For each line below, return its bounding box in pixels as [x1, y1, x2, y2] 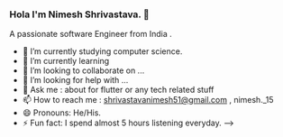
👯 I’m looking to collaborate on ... [22, 65, 145, 76]
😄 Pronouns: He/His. [22, 107, 102, 118]
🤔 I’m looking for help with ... [22, 75, 129, 86]
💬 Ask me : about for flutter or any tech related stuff [22, 85, 215, 96]
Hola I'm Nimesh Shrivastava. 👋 [9, 8, 151, 21]
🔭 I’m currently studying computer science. [22, 46, 183, 57]
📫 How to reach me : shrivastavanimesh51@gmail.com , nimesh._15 [22, 95, 274, 105]
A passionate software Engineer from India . [9, 29, 173, 40]
